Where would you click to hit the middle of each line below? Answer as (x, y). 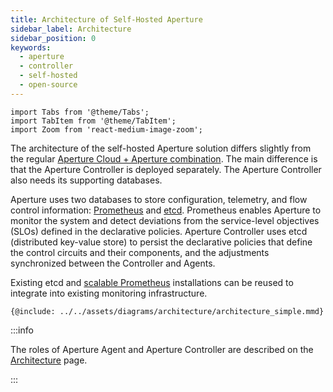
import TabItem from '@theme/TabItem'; (93, 121)
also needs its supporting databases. (86, 180)
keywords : (31, 47)
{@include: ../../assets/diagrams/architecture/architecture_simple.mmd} (167, 311)
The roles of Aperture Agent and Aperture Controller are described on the (162, 349)
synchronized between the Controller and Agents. (113, 263)
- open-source (48, 85)
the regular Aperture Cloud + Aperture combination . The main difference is (164, 158)
